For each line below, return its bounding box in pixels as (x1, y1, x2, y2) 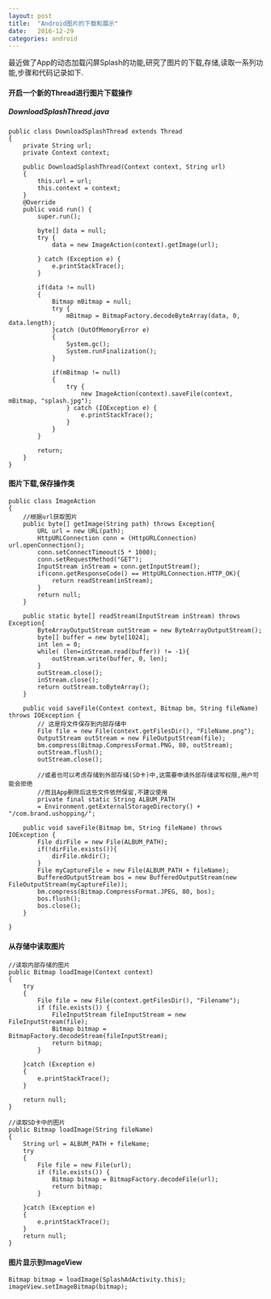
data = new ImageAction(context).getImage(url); (51, 241, 219, 249)
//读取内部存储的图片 (8, 961, 70, 969)
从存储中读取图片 (8, 941, 66, 951)
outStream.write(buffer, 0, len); (51, 655, 168, 663)
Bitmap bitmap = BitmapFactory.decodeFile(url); (51, 1176, 219, 1184)
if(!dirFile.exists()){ (37, 845, 117, 853)
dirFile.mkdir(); (51, 852, 111, 861)
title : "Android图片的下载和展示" (8, 19, 119, 28)
